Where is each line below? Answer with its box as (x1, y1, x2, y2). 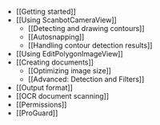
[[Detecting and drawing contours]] (27, 24, 146, 33)
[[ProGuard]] (15, 108, 58, 118)
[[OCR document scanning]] (15, 92, 110, 100)
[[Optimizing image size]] (27, 66, 112, 75)
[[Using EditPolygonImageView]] (15, 49, 124, 58)
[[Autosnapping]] (27, 32, 85, 41)
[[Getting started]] (15, 7, 76, 16)
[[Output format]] (15, 83, 74, 92)
